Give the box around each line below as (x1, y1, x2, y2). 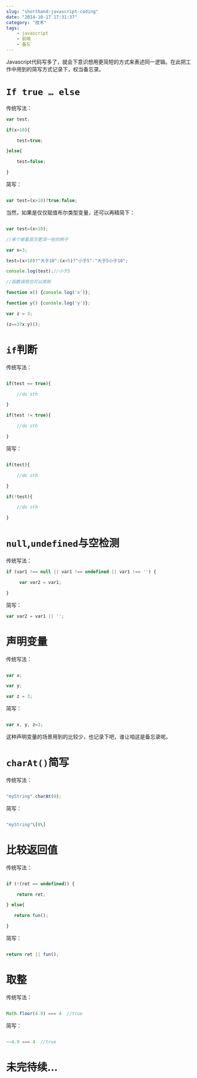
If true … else (6, 86, 81, 98)
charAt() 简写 (6, 756, 69, 769)
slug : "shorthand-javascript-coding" (6, 8, 99, 15)
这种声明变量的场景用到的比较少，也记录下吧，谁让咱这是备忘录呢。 (6, 733, 171, 740)
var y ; (6, 683, 22, 689)
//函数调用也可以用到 (6, 279, 51, 285)
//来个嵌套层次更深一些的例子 (6, 236, 69, 242)
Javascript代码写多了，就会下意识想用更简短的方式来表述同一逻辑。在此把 (6, 58, 186, 65)
